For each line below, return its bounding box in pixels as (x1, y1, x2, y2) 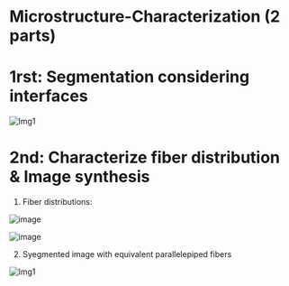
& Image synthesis (9, 167, 150, 187)
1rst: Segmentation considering (9, 67, 250, 88)
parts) (9, 25, 57, 46)
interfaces (9, 86, 88, 106)
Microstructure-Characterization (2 (9, 6, 281, 27)
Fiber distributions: (22, 197, 93, 208)
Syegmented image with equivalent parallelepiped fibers (22, 249, 232, 260)
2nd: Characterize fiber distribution (9, 147, 281, 168)
